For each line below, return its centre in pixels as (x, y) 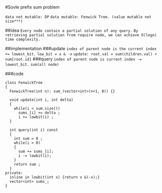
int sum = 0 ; (28, 138)
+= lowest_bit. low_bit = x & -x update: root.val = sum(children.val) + (81, 54)
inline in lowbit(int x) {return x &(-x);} (54, 177)
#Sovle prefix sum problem (32, 7)
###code (14, 74)
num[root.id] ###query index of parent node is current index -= (74, 59)
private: (14, 173)
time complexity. (23, 39)
